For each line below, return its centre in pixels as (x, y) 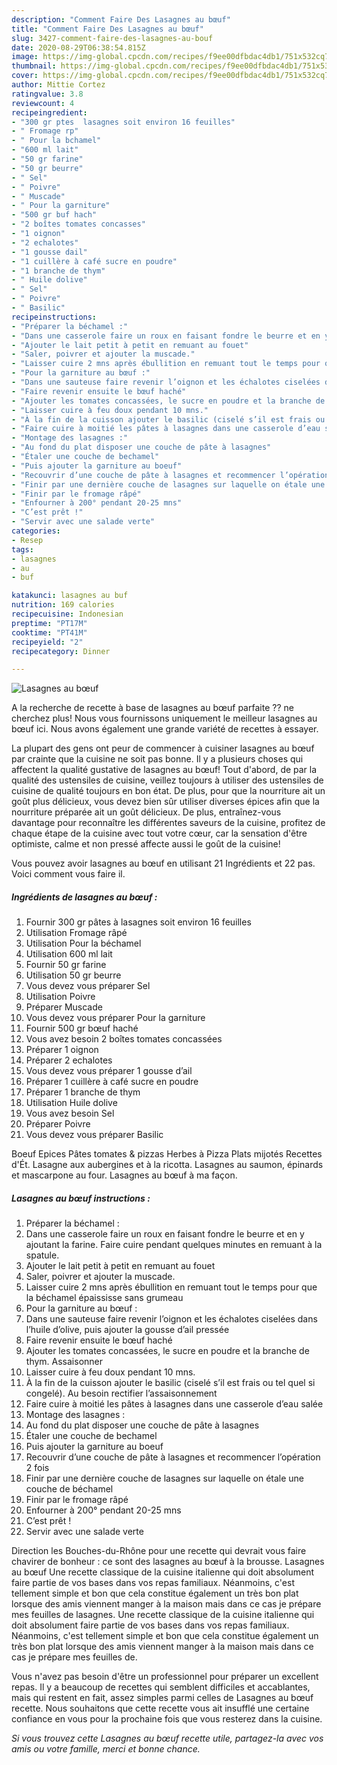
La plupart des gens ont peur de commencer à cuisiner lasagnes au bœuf (163, 748)
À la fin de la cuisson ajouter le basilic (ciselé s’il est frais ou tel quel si (170, 1383)
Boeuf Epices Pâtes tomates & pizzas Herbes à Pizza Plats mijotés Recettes (167, 1154)
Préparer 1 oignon (62, 1050)
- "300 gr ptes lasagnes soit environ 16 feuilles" (123, 122)
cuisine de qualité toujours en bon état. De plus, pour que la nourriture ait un (168, 791)
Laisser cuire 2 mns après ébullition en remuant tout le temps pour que (171, 1287)
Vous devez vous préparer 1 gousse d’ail (109, 1071)
